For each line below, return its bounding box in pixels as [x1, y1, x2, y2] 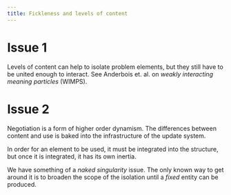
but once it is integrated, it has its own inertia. [7, 152, 137, 161]
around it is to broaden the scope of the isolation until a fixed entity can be [7, 173, 219, 181]
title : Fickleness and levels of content [7, 10, 128, 17]
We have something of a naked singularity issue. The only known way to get [7, 165, 224, 174]
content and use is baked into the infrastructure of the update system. [7, 132, 206, 140]
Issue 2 [7, 101, 50, 117]
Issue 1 [7, 39, 48, 55]
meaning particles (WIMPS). [7, 77, 88, 85]
